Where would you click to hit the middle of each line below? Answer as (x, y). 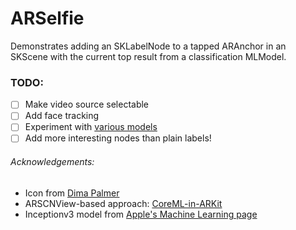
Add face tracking (62, 116)
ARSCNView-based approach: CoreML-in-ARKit (123, 203)
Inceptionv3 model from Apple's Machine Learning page (141, 214)
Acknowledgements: (52, 162)
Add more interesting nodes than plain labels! (118, 138)
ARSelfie (47, 18)
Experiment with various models (91, 127)
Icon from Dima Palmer (72, 193)
